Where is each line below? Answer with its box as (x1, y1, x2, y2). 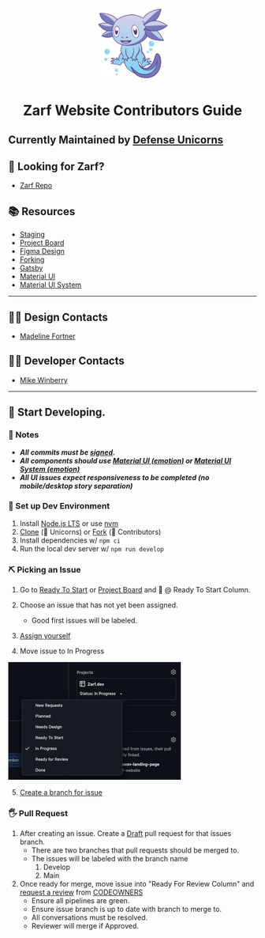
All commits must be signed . (19, 447, 116, 457)
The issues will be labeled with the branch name (31, 854, 188, 864)
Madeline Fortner (19, 331, 77, 341)
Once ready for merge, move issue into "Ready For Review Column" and (19, 879, 255, 889)
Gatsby (19, 263, 43, 273)
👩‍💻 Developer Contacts (8, 354, 125, 368)
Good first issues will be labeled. (31, 616, 138, 626)
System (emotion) (19, 464, 80, 474)
